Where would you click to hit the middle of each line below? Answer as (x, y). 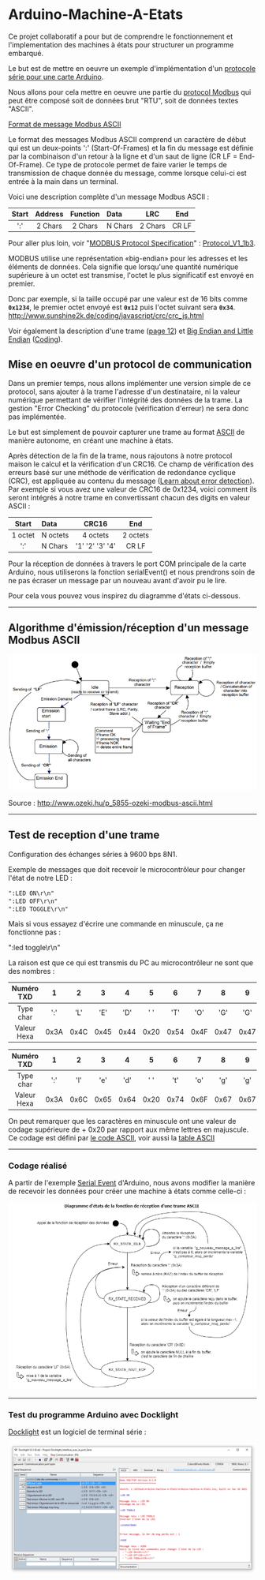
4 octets (95, 535)
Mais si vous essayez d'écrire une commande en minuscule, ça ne (116, 923)
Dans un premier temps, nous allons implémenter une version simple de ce (129, 383)
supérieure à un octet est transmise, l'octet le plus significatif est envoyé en (131, 275)
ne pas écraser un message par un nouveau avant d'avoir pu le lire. (118, 580)
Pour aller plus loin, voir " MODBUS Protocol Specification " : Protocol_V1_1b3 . (132, 243)
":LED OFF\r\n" (33, 901)
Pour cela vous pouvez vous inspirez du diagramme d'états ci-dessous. (124, 595)
